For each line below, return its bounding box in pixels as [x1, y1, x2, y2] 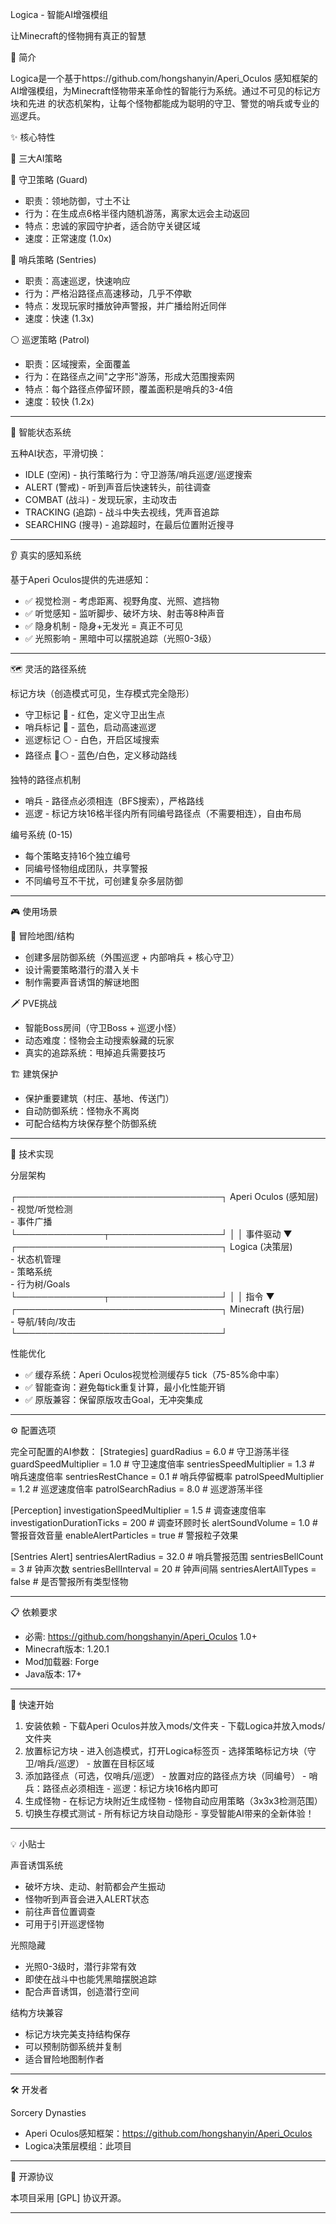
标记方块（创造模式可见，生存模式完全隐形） [10, 688, 195, 699]
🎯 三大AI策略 [10, 153, 63, 164]
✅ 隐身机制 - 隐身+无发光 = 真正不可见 [24, 620, 184, 632]
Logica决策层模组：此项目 [24, 2140, 133, 2152]
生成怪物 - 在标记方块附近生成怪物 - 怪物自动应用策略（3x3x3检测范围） [24, 1795, 323, 1807]
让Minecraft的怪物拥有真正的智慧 [10, 30, 147, 42]
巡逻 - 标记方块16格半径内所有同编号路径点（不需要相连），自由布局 [24, 808, 302, 819]
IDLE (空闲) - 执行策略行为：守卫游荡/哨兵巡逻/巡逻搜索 [24, 469, 253, 480]
